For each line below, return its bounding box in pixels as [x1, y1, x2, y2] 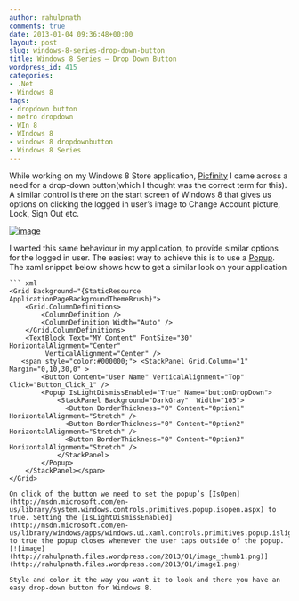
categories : [9, 71, 53, 80]
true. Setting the [9, 513, 77, 522]
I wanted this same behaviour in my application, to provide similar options [9, 243, 279, 253]
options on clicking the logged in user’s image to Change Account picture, [9, 198, 281, 210]
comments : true [9, 21, 66, 30]
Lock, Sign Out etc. [9, 208, 80, 218]
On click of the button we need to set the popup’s [9, 490, 205, 498]
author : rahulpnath [9, 12, 82, 22]
